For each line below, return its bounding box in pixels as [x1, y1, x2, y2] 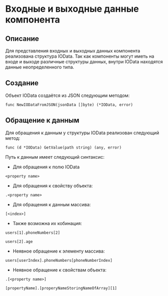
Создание [5, 79, 39, 87]
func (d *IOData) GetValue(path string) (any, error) [5, 145, 122, 150]
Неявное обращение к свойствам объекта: [12, 266, 107, 273]
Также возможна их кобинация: [12, 220, 82, 226]
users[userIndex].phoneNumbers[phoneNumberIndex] [5, 258, 113, 263]
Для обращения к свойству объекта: [12, 182, 93, 189]
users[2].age [5, 239, 33, 244]
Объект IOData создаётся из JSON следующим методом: [5, 92, 130, 98]
